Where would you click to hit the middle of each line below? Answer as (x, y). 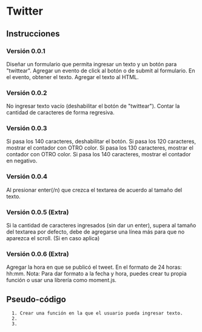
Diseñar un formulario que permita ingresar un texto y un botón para (92, 64)
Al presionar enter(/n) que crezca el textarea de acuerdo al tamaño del (94, 190)
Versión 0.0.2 (27, 92)
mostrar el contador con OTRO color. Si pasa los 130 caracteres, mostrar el (100, 148)
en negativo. (22, 161)
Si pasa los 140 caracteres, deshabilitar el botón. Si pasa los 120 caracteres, (101, 142)
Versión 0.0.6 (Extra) (38, 254)
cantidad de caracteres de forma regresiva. (60, 112)
